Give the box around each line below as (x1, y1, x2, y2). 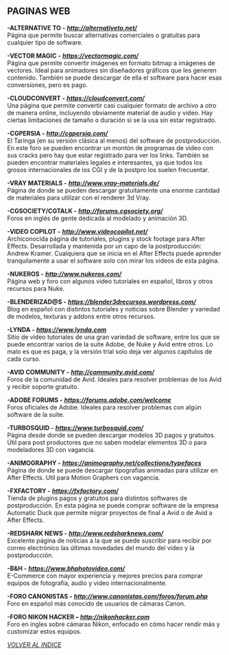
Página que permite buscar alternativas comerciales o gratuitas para (7, 31, 201, 39)
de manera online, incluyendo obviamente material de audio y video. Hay (7, 108, 213, 117)
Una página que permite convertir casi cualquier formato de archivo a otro (7, 101, 217, 109)
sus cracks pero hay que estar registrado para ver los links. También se (7, 151, 209, 159)
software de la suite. (7, 410, 65, 418)
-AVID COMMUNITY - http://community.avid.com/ (7, 368, 154, 376)
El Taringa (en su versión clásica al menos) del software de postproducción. (7, 136, 221, 145)
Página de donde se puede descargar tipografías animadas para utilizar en (7, 466, 218, 474)
